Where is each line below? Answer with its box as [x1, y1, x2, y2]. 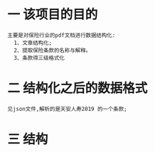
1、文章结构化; [14, 39, 52, 46]
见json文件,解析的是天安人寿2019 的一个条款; [7, 105, 127, 112]
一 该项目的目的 [7, 6, 98, 23]
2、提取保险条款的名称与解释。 [14, 47, 91, 54]
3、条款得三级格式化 [14, 54, 65, 61]
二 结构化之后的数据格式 [7, 80, 148, 97]
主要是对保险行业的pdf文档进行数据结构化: [7, 31, 116, 39]
